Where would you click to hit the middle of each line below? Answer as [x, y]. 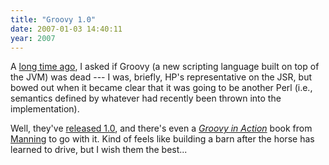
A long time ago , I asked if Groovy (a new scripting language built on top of [165, 67]
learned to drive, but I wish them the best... [99, 150]
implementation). [45, 109]
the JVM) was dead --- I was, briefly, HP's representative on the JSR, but [161, 77]
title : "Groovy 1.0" [53, 19]
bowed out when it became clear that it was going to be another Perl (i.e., [161, 88]
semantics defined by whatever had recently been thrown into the [146, 98]
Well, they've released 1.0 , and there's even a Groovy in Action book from [161, 128]
